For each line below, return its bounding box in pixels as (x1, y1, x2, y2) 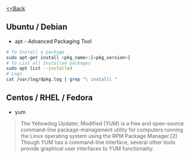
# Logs (6, 71, 22, 77)
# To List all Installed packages (6, 60, 91, 66)
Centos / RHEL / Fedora (6, 93, 93, 103)
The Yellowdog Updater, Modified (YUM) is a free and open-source (20, 120, 184, 127)
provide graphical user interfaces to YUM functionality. (20, 144, 155, 152)
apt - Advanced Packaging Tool (14, 38, 92, 45)
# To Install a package (6, 49, 65, 55)
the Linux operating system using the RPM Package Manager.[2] (20, 132, 178, 139)
